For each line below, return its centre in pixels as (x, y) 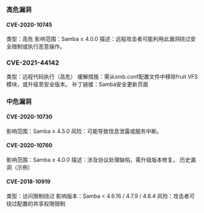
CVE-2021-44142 (33, 63)
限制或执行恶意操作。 (38, 46)
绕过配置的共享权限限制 (36, 203)
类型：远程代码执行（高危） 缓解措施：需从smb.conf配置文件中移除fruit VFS (102, 77)
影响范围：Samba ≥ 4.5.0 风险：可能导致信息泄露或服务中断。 (84, 131)
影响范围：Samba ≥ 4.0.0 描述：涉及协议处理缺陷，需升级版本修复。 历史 (98, 159)
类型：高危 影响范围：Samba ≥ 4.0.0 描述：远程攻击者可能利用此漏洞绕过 (98, 39)
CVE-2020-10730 (30, 117)
